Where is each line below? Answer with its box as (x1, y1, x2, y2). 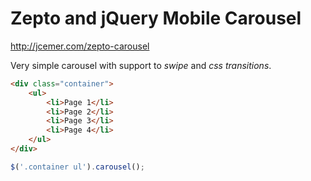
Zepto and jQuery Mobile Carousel (10, 7, 302, 30)
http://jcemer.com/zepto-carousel (10, 40, 150, 52)
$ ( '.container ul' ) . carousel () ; (10, 162, 145, 172)
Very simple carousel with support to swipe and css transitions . (10, 59, 272, 71)
